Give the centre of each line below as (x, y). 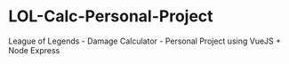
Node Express (34, 50)
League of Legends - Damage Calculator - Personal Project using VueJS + (145, 41)
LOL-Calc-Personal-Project (111, 16)
